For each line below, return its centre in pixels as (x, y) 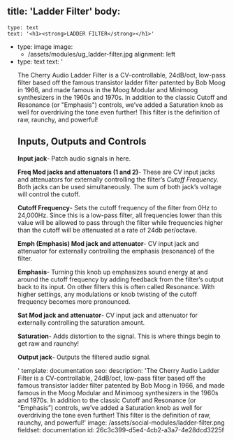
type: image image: (45, 46)
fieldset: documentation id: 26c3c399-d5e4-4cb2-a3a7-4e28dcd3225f (121, 430)
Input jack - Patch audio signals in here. (74, 158)
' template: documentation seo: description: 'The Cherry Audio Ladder (118, 370)
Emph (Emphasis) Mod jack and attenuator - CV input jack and (108, 243)
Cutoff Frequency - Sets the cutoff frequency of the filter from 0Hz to (117, 207)
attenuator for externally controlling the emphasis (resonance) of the (116, 251)
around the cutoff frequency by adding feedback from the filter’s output (120, 279)
